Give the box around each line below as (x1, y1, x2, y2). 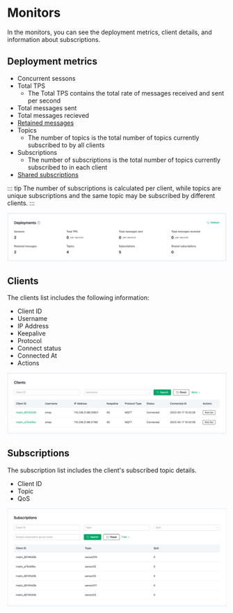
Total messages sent (17, 103, 77, 112)
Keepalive (17, 329, 47, 338)
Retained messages (17, 119, 74, 127)
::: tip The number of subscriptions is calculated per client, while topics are (7, 183, 221, 192)
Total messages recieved (17, 111, 89, 119)
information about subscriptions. (7, 35, 101, 43)
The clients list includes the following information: (7, 294, 150, 302)
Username (17, 315, 47, 323)
